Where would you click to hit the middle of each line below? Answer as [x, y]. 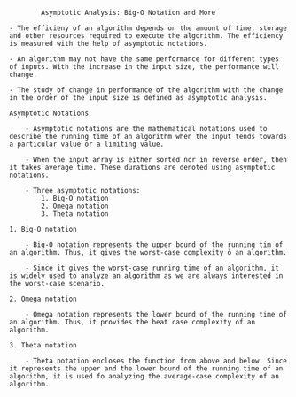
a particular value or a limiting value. [87, 144]
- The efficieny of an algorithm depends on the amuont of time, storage [148, 28]
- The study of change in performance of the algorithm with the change [146, 90]
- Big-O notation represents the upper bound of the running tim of [154, 245]
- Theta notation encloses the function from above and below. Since [156, 361]
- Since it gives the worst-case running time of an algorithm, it [152, 268]
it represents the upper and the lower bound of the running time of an [146, 369]
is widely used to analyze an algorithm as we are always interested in [146, 276]
